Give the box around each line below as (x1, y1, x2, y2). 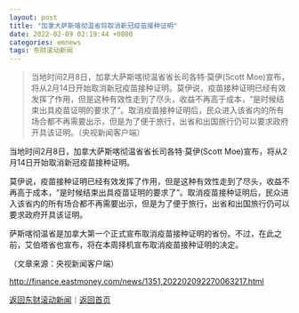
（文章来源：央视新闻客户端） (9, 259, 118, 269)
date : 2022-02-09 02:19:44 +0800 (9, 29, 133, 38)
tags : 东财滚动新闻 (9, 46, 74, 55)
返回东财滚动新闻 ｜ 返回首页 (9, 294, 111, 305)
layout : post (9, 12, 58, 22)
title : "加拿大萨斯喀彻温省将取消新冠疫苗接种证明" (9, 21, 178, 30)
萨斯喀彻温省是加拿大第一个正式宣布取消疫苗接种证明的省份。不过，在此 (9, 229, 274, 239)
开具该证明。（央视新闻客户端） (30, 127, 145, 138)
